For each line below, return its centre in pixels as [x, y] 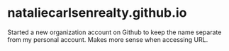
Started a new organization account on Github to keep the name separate [114, 32]
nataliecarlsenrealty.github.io [97, 13]
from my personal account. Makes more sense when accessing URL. [108, 39]
